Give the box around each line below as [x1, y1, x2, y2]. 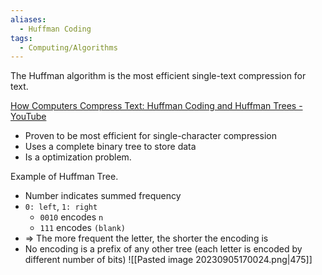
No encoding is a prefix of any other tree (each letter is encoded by [24, 243, 303, 255]
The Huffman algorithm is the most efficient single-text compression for [10, 70, 307, 82]
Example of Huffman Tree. [10, 171, 119, 183]
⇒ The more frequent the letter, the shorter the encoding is [24, 232, 269, 245]
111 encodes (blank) [39, 222, 127, 234]
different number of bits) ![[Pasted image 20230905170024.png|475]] [24, 254, 313, 266]
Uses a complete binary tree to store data [24, 141, 197, 153]
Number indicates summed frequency [24, 190, 182, 202]
